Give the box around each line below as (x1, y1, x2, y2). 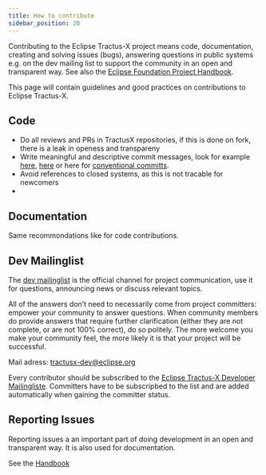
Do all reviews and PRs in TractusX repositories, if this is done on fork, (19, 135, 252, 145)
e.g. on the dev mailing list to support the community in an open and (8, 58, 233, 68)
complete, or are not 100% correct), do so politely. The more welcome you (8, 324, 253, 334)
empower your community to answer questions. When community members (8, 308, 259, 317)
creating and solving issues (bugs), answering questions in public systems (8, 50, 254, 59)
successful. (8, 341, 46, 351)
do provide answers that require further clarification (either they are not (8, 316, 244, 325)
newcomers (19, 178, 59, 187)
